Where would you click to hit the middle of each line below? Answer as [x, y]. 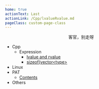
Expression [30, 52]
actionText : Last [22, 14]
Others [19, 83]
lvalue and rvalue [43, 57]
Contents [28, 77]
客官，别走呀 [81, 37]
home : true [16, 9]
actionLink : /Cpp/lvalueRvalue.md [40, 18]
